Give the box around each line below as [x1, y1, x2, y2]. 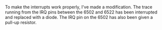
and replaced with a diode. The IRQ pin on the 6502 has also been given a [5, 15, 153, 20]
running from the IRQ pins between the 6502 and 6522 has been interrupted [5, 9, 158, 15]
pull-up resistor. [5, 19, 37, 25]
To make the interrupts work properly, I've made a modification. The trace [5, 4, 153, 10]
